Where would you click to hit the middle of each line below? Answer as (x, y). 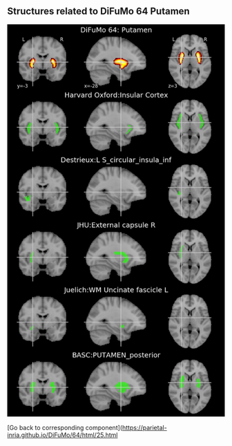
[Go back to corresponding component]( (65, 428)
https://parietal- (144, 428)
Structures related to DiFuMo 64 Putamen (98, 11)
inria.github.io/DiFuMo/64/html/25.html (62, 435)
